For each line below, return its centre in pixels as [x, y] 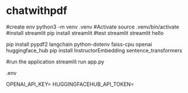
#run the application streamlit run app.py [55, 62]
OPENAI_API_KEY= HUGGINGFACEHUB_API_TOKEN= [70, 84]
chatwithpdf [37, 11]
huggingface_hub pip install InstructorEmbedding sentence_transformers [94, 50]
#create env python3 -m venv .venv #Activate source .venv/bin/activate [93, 27]
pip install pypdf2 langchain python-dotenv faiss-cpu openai [79, 44]
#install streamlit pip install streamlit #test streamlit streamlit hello [85, 33]
